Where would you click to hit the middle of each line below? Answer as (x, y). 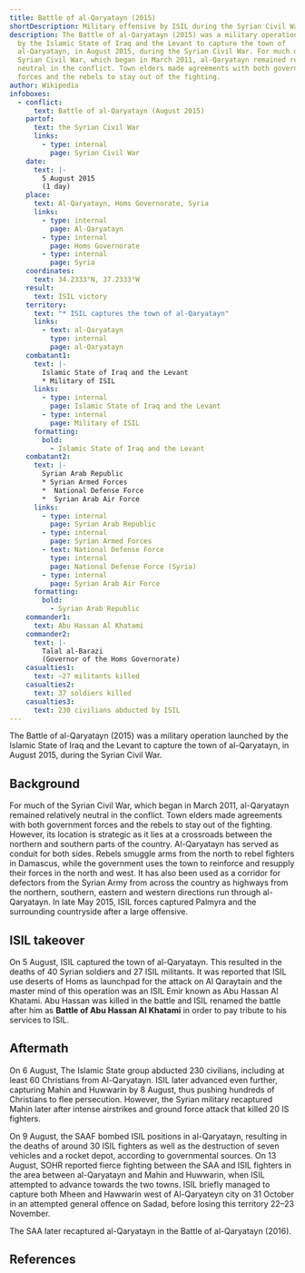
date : (36, 161)
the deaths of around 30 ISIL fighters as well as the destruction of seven (144, 1146)
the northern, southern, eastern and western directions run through (135, 893)
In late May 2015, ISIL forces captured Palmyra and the (155, 902)
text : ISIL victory (70, 296)
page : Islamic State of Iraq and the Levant (135, 406)
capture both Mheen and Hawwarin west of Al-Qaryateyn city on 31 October (152, 1194)
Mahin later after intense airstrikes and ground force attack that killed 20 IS (149, 1109)
